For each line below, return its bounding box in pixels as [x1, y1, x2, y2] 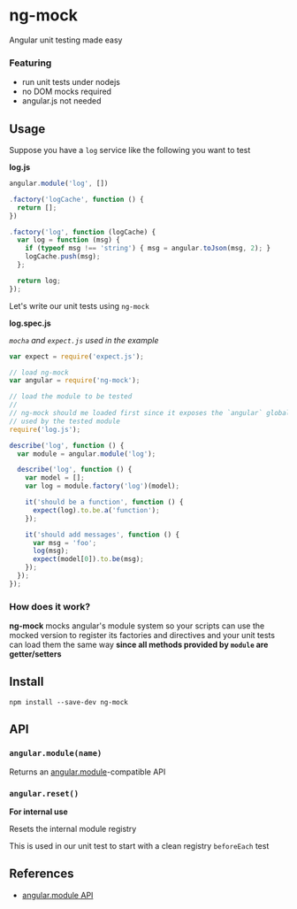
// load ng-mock [9, 368, 69, 377]
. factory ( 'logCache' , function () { [9, 195, 144, 204]
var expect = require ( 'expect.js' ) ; [9, 351, 144, 361]
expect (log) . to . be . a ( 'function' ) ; [32, 505, 161, 514]
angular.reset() [9, 789, 80, 798]
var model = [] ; [25, 474, 86, 482]
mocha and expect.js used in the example [9, 335, 159, 345]
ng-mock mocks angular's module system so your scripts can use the [9, 620, 265, 631]
